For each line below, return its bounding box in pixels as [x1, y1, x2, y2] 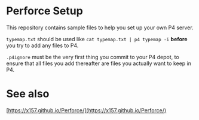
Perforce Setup [6, 4, 84, 18]
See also [6, 87, 50, 101]
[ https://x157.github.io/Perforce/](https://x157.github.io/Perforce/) [6, 106, 167, 114]
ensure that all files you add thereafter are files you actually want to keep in [6, 60, 192, 67]
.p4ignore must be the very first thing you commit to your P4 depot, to [6, 53, 179, 60]
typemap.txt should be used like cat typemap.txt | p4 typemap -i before [6, 35, 188, 42]
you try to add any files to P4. [6, 42, 79, 49]
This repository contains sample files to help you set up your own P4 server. [6, 24, 194, 31]
